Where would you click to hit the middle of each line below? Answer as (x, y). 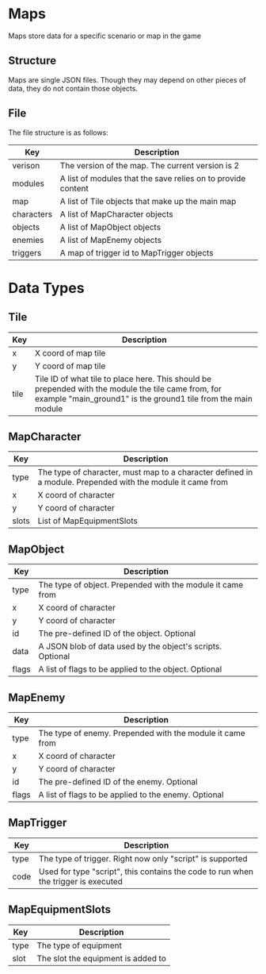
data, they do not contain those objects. (73, 88)
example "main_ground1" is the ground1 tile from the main (144, 398)
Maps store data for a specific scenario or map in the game (105, 36)
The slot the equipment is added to (101, 958)
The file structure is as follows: (58, 133)
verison (26, 165)
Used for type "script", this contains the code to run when (146, 872)
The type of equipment (80, 945)
